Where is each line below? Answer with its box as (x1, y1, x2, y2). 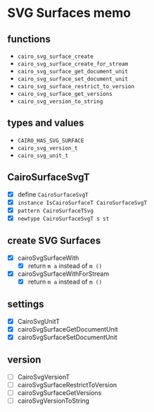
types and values (7, 117, 84, 129)
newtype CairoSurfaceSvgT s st (17, 215, 110, 222)
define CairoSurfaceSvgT (17, 190, 89, 198)
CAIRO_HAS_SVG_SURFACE (17, 137, 84, 144)
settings (7, 298, 44, 310)
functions (7, 33, 51, 45)
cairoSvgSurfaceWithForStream (17, 269, 110, 278)
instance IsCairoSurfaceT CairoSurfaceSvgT (17, 199, 148, 206)
